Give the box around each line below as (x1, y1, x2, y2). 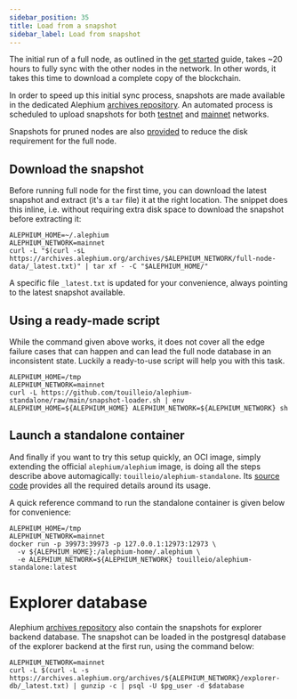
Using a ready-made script (9, 313, 160, 328)
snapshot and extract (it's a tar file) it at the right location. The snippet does (9, 195, 288, 206)
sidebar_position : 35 (9, 12, 90, 22)
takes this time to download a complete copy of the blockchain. (9, 73, 242, 84)
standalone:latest (9, 563, 77, 572)
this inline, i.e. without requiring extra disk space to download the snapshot (9, 204, 285, 215)
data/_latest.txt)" (9, 262, 82, 272)
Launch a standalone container (9, 428, 185, 443)
